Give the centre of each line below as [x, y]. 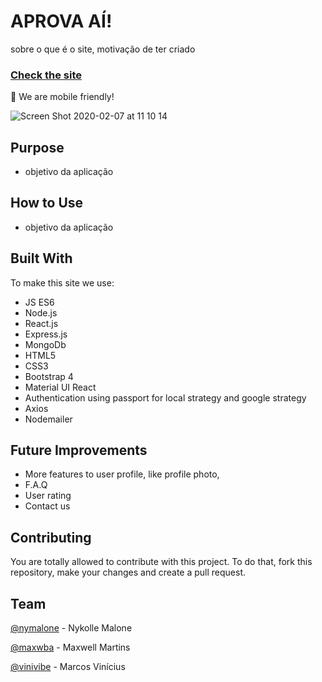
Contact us [47, 506]
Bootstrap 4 [49, 376]
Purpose [37, 147]
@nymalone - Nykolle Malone [71, 628]
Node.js [41, 312]
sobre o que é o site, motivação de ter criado [103, 49]
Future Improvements [79, 450]
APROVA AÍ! [61, 21]
